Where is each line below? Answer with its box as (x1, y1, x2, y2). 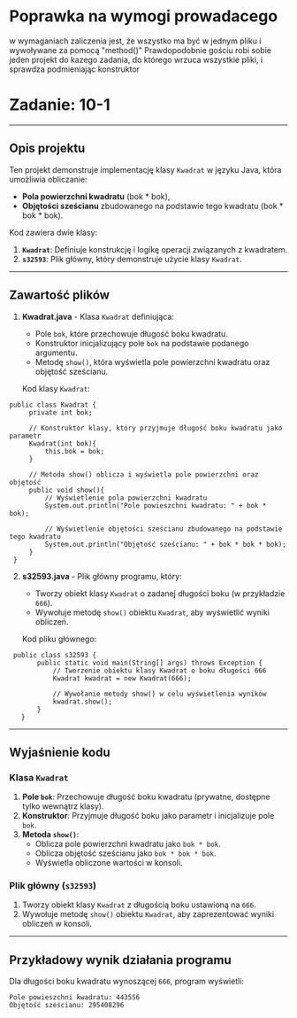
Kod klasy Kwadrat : (21, 383, 90, 393)
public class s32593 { (12, 650, 97, 659)
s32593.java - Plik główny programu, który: (21, 571, 183, 581)
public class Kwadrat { (9, 400, 97, 409)
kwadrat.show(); (52, 697, 113, 706)
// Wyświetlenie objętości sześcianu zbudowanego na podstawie (44, 525, 283, 533)
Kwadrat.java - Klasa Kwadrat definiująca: (21, 311, 175, 322)
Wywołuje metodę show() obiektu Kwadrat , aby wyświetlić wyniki (34, 607, 270, 618)
